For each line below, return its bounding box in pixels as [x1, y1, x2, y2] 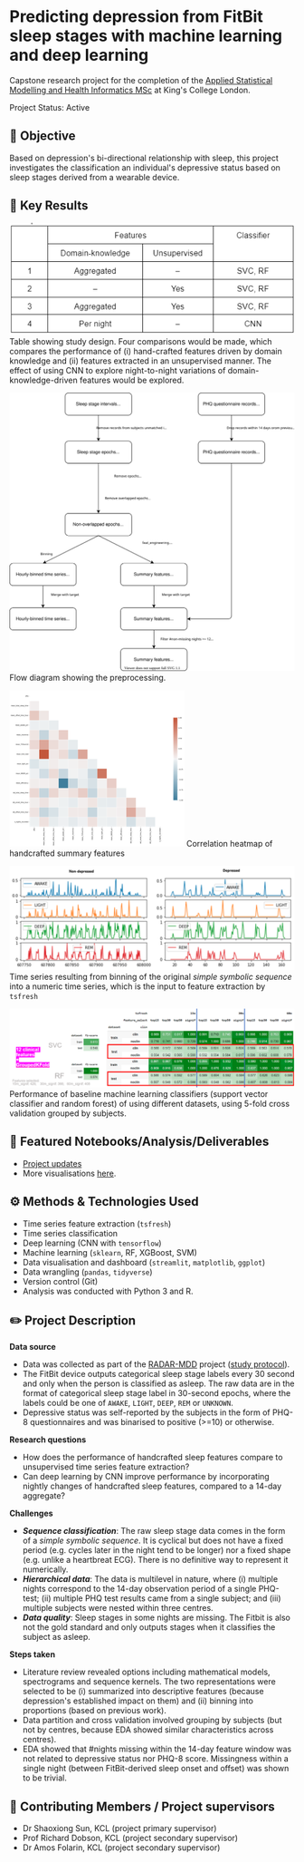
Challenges [9, 1508, 53, 1519]
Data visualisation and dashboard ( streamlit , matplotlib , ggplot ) [22, 1256, 266, 1267]
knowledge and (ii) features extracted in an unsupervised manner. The [9, 355, 271, 366]
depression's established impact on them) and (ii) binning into [22, 1695, 253, 1706]
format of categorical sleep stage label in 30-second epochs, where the [22, 1388, 291, 1399]
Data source [9, 1342, 56, 1353]
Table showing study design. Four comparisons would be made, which [9, 335, 273, 346]
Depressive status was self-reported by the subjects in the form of [22, 1407, 271, 1418]
